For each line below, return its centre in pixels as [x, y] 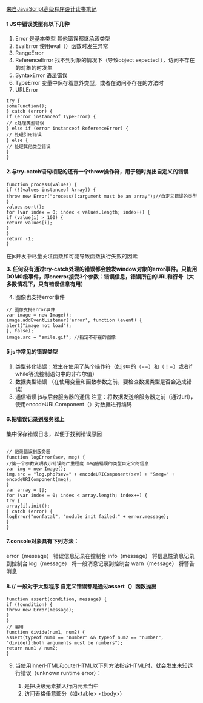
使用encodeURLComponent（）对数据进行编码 [73, 404]
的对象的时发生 [34, 68]
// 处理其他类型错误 [28, 147]
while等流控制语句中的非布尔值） [56, 374]
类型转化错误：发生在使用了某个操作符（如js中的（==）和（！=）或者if [104, 366]
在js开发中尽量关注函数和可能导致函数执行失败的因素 [72, 256]
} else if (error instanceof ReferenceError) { [68, 129]
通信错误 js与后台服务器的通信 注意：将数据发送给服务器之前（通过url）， [105, 397]
